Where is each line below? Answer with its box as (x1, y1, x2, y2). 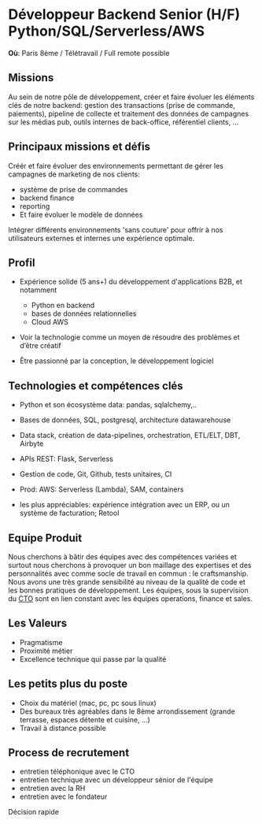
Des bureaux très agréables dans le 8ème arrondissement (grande (19, 707, 236, 716)
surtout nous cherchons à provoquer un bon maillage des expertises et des (8, 561, 252, 570)
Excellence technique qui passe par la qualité (19, 654, 167, 663)
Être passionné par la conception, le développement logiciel (19, 356, 214, 366)
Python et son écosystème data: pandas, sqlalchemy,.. (19, 400, 197, 410)
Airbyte (19, 439, 44, 448)
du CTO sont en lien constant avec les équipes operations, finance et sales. (8, 594, 253, 603)
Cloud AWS (31, 317, 69, 327)
